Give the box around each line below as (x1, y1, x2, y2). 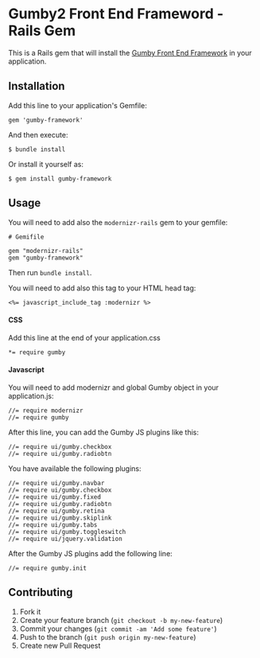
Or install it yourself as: (8, 159, 83, 169)
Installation (8, 80, 65, 93)
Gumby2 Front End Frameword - (8, 5, 224, 23)
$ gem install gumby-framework (8, 174, 112, 183)
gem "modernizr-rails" (8, 247, 83, 255)
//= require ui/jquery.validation (8, 535, 123, 543)
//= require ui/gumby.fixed (8, 493, 102, 501)
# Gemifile (8, 232, 45, 241)
